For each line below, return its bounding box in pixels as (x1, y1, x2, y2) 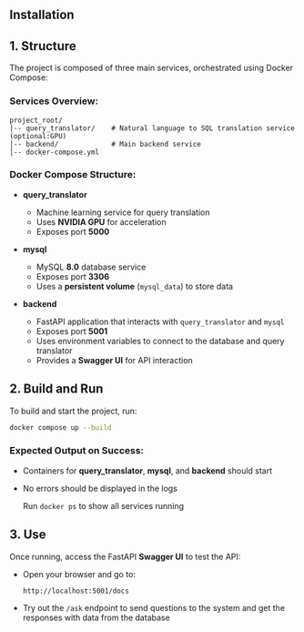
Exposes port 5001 (35, 325, 108, 336)
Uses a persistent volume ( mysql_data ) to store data (35, 280, 234, 291)
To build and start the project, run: (9, 405, 137, 416)
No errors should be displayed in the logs (22, 483, 177, 494)
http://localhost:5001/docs (22, 586, 129, 596)
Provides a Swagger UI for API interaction (35, 354, 193, 365)
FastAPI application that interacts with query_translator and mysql (35, 316, 285, 327)
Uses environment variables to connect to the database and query (35, 335, 285, 346)
